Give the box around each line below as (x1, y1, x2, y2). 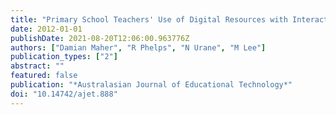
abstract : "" (10, 61, 65, 71)
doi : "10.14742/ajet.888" (10, 89, 118, 99)
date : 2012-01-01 (10, 24, 83, 34)
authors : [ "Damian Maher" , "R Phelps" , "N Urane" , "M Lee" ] (10, 42, 267, 53)
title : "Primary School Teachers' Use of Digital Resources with (10, 14, 288, 25)
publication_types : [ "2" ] (10, 52, 118, 62)
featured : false (10, 71, 78, 81)
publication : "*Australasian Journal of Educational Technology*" (10, 80, 293, 90)
